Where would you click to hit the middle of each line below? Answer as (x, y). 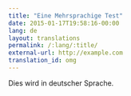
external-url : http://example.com (66, 53)
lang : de (23, 30)
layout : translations (44, 38)
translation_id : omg (43, 61)
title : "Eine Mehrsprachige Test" (66, 16)
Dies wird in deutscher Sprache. (61, 83)
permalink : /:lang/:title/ (53, 46)
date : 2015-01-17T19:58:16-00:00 (64, 23)
